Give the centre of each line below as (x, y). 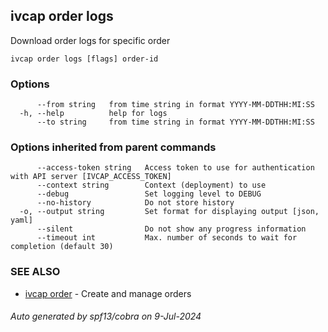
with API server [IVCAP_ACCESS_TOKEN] (91, 177)
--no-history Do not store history (135, 203)
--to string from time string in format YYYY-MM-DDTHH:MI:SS (175, 122)
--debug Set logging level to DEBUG (149, 194)
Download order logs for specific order (90, 40)
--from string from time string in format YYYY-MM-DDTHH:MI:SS (175, 105)
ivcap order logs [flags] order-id (84, 59)
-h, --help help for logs (93, 114)
